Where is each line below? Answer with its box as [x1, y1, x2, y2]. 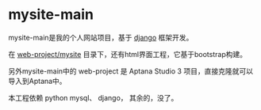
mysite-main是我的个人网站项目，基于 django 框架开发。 [8, 32, 194, 42]
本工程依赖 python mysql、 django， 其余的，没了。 [8, 93, 178, 102]
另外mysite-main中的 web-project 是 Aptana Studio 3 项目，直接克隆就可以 [8, 66, 254, 76]
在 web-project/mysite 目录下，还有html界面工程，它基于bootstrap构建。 [8, 49, 248, 59]
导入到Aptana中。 [8, 76, 67, 85]
